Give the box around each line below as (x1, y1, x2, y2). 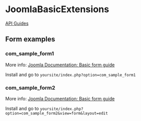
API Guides (5, 20, 29, 26)
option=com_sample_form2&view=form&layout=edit (5, 110, 108, 116)
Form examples (5, 35, 55, 44)
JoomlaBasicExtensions (5, 4, 109, 15)
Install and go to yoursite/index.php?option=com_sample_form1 (5, 71, 136, 77)
